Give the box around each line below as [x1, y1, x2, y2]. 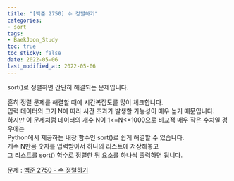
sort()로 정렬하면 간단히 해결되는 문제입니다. [7, 82, 129, 92]
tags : [7, 30, 23, 37]
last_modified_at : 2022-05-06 [7, 63, 97, 70]
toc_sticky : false [7, 50, 61, 57]
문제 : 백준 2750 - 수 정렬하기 [7, 166, 89, 174]
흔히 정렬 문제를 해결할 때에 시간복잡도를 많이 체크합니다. [7, 98, 164, 106]
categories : [7, 17, 42, 24]
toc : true [7, 43, 37, 50]
